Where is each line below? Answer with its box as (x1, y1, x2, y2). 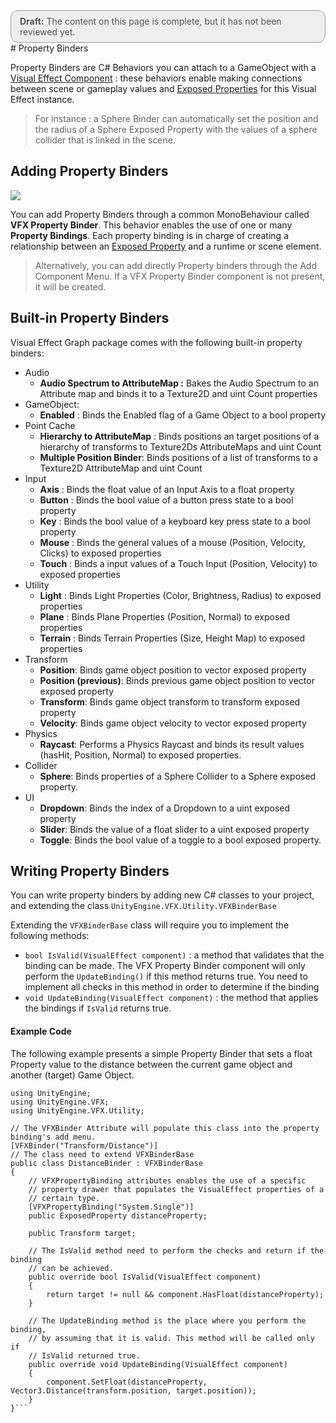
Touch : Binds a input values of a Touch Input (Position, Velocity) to (39, 557, 318, 569)
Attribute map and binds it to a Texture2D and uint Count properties (39, 387, 318, 399)
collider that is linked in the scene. (34, 134, 176, 146)
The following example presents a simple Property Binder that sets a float (10, 1047, 313, 1059)
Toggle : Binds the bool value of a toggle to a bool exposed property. (39, 834, 322, 846)
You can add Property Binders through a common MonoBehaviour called (10, 208, 310, 220)
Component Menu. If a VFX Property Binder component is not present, (34, 270, 326, 282)
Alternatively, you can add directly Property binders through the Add (34, 259, 318, 271)
